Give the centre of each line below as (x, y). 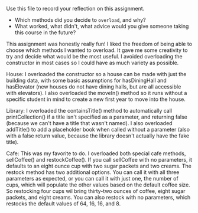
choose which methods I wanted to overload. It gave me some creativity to (97, 50)
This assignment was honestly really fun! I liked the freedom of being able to (99, 44)
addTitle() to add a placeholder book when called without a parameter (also (98, 130)
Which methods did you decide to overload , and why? (80, 20)
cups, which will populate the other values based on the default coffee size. (98, 185)
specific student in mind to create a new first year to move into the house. (96, 99)
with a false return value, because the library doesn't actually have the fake (98, 136)
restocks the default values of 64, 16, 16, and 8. (64, 204)
